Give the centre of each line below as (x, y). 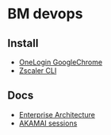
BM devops (45, 14)
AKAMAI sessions (48, 123)
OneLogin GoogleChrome (61, 62)
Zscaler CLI (38, 71)
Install (23, 43)
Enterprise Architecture (57, 114)
